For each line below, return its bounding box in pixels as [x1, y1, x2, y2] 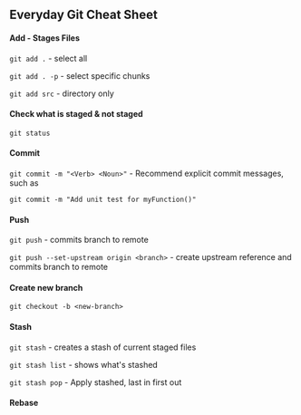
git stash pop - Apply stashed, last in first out [9, 376, 182, 388]
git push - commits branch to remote [9, 235, 150, 246]
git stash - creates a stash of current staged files [9, 342, 197, 352]
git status [9, 129, 51, 138]
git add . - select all [9, 53, 88, 63]
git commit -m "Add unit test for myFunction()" [9, 195, 197, 204]
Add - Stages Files [9, 32, 80, 43]
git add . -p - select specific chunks [9, 70, 150, 81]
